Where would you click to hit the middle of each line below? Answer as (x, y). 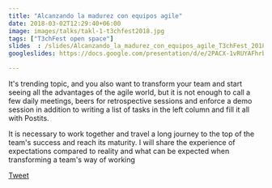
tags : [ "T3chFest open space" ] (61, 38)
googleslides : (32, 53)
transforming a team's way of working (72, 160)
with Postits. (29, 118)
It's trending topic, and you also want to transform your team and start (125, 83)
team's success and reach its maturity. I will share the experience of (122, 142)
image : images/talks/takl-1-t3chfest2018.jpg (86, 31)
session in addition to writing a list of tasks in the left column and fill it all (129, 109)
